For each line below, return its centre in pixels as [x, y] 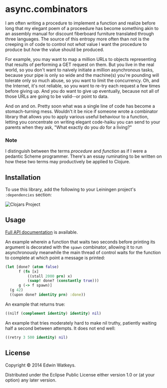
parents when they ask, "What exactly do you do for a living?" [69, 127]
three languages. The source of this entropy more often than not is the [77, 39]
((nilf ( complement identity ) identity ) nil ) [53, 313]
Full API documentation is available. [42, 232]
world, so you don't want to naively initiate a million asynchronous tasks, [80, 70]
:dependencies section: [29, 195]
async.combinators [47, 9]
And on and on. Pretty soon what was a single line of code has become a [80, 106]
